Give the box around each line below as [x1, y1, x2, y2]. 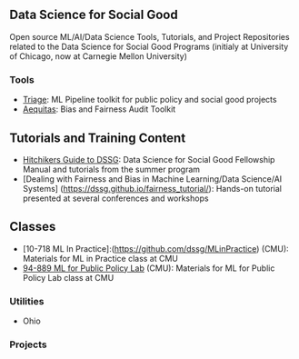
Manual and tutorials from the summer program [22, 164, 201, 175]
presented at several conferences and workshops [22, 193, 209, 204]
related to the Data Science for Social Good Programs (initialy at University [9, 41, 289, 52]
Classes [9, 219, 56, 234]
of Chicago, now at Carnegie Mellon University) [9, 50, 188, 62]
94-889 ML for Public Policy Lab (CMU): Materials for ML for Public [22, 263, 275, 274]
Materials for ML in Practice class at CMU [22, 253, 179, 264]
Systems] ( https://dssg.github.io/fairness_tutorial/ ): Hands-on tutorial [22, 183, 282, 194]
